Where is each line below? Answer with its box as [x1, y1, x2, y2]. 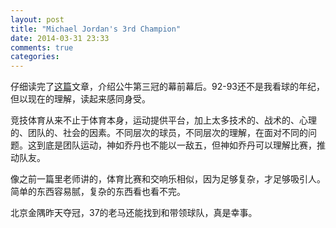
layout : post [10, 14, 65, 25]
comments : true [10, 42, 74, 53]
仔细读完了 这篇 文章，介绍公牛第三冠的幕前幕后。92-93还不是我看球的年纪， [10, 81, 325, 93]
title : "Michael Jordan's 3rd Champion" [10, 24, 182, 34]
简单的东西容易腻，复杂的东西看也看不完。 [10, 186, 186, 198]
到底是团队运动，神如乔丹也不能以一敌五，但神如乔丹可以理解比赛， [36, 139, 317, 151]
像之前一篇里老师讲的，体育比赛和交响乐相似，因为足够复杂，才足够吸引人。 [10, 173, 326, 185]
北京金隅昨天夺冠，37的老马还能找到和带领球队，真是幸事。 [10, 207, 258, 219]
